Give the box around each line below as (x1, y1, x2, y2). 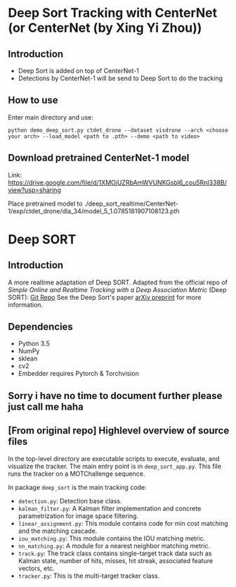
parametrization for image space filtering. (18, 512, 139, 520)
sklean (18, 354, 38, 363)
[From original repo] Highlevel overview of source (8, 424, 230, 437)
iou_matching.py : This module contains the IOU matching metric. (18, 534, 206, 543)
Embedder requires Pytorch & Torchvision (18, 370, 139, 378)
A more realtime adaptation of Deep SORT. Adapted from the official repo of (8, 278, 228, 286)
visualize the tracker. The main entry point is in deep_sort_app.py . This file (8, 462, 222, 470)
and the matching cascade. (18, 526, 98, 535)
